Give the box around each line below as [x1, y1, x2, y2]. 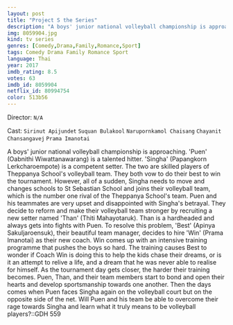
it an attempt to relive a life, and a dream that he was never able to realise [7, 258, 217, 266]
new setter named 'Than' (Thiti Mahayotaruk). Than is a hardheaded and [7, 214, 215, 222]
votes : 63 [7, 74, 36, 82]
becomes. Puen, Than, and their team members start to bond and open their [7, 273, 225, 281]
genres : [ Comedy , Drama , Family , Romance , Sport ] [7, 42, 141, 49]
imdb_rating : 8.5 [7, 68, 58, 75]
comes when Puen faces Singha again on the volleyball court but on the [7, 287, 213, 296]
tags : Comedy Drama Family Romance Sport [7, 49, 129, 56]
